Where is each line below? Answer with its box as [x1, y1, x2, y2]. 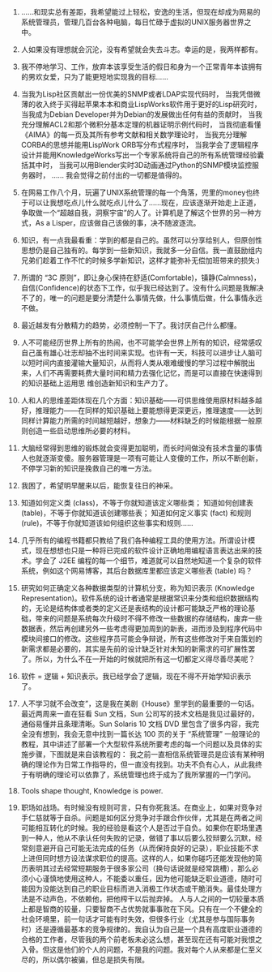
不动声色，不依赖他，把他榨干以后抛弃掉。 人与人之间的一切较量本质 [35, 894, 265, 903]
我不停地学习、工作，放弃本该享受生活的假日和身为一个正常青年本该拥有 [20, 62, 262, 71]
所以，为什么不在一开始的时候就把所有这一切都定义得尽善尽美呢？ [35, 654, 256, 664]
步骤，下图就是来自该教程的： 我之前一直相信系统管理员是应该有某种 [28, 750, 257, 759]
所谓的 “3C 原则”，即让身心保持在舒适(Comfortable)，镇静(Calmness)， [20, 273, 261, 282]
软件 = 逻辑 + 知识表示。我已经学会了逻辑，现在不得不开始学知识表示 [20, 672, 252, 681]
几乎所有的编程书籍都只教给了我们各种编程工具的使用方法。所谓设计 [20, 535, 249, 545]
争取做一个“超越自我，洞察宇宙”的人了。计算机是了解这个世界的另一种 [20, 208, 255, 217]
